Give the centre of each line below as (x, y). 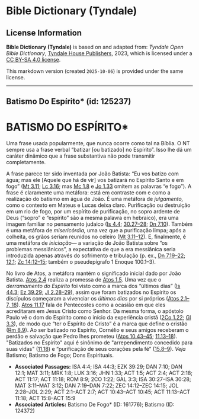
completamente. (26, 162)
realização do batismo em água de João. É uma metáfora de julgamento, (95, 199)
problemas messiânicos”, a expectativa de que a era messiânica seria (91, 250)
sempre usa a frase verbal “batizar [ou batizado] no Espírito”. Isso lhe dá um (99, 150)
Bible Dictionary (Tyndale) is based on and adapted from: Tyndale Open (95, 47)
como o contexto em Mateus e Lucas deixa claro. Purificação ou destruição (98, 205)
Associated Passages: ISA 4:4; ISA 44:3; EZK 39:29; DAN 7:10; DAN (98, 367)
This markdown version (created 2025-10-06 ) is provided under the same (95, 71)
